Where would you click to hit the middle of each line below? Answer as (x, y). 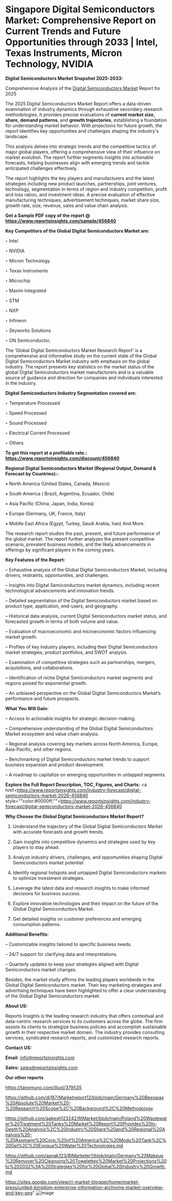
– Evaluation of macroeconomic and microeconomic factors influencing (81, 631)
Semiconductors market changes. (41, 969)
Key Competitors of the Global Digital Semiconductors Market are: (78, 231)
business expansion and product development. (55, 765)
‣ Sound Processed (26, 423)
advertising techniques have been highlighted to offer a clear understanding (86, 990)
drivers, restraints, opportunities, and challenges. (57, 575)
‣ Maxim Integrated (26, 290)
